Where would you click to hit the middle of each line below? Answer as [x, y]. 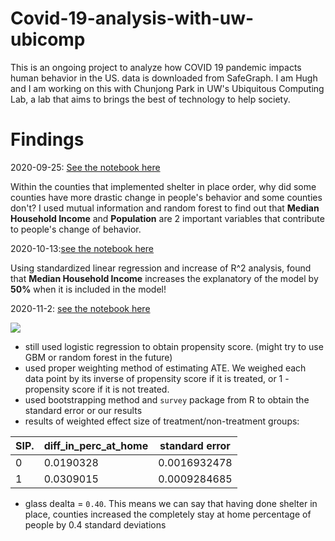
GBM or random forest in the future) [98, 357]
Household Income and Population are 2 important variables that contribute [167, 218]
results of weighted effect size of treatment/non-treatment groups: [162, 421]
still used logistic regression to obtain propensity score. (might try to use [174, 346]
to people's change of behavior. [76, 229]
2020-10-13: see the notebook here [82, 248]
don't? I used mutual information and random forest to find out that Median [165, 208]
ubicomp [48, 39]
